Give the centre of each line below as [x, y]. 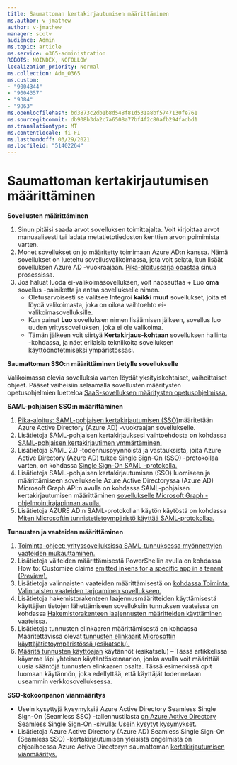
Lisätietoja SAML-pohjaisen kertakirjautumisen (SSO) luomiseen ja [114, 473]
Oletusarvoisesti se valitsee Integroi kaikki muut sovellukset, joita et [127, 297]
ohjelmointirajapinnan [49, 503]
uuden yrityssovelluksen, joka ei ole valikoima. [96, 328]
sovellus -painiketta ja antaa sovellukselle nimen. [89, 290]
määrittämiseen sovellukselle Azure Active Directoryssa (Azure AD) [116, 480]
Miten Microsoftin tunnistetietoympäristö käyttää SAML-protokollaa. [116, 518]
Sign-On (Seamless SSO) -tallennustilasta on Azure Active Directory [117, 717]
